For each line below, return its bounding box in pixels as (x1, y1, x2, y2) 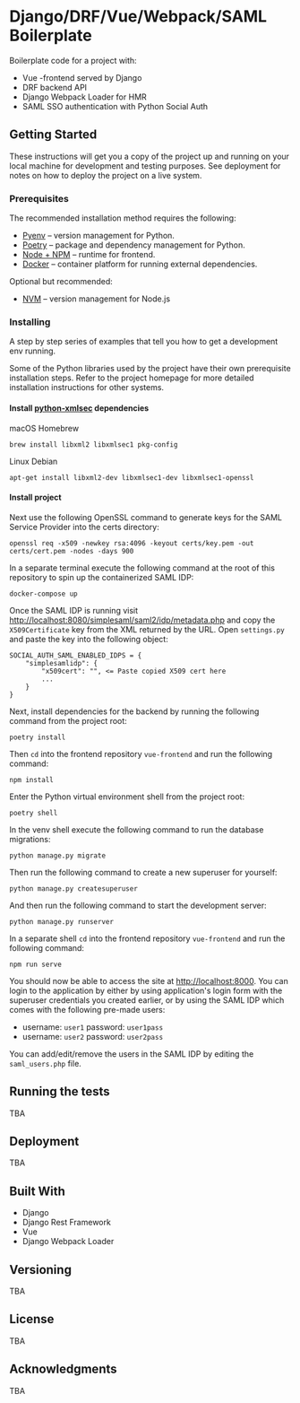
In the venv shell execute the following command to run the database (9, 823, 264, 835)
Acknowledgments (9, 1362, 118, 1377)
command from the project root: (9, 715, 127, 726)
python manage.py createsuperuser (9, 884, 139, 893)
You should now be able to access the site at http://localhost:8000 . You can (9, 975, 288, 986)
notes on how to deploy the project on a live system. (9, 170, 202, 180)
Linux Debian (9, 456, 58, 466)
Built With (9, 1183, 65, 1198)
